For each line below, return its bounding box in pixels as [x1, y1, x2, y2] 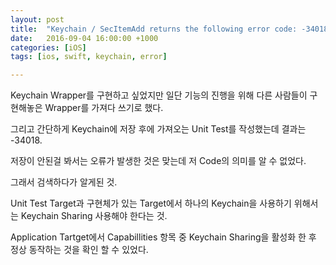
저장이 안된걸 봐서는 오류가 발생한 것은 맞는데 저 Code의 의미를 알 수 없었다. [10, 155, 307, 167]
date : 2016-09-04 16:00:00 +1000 [10, 33, 159, 43]
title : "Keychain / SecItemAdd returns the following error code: [10, 24, 298, 34]
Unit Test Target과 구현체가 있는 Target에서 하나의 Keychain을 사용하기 [10, 197, 292, 210]
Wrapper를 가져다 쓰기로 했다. [44, 102, 164, 114]
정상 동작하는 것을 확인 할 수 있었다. [10, 244, 149, 256]
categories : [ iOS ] [10, 42, 87, 53]
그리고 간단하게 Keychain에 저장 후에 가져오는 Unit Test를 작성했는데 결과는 [10, 123, 307, 135]
